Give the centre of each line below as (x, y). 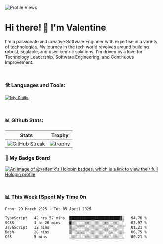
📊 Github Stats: (24, 120)
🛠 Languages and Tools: (35, 85)
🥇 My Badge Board (28, 158)
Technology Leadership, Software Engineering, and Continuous (70, 57)
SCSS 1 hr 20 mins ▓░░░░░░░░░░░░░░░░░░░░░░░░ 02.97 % (76, 223)
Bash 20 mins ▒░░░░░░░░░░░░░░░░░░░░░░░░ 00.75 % (76, 232)
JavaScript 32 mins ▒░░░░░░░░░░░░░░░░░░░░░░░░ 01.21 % (76, 227)
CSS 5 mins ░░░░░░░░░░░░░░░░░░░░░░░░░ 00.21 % (76, 237)
